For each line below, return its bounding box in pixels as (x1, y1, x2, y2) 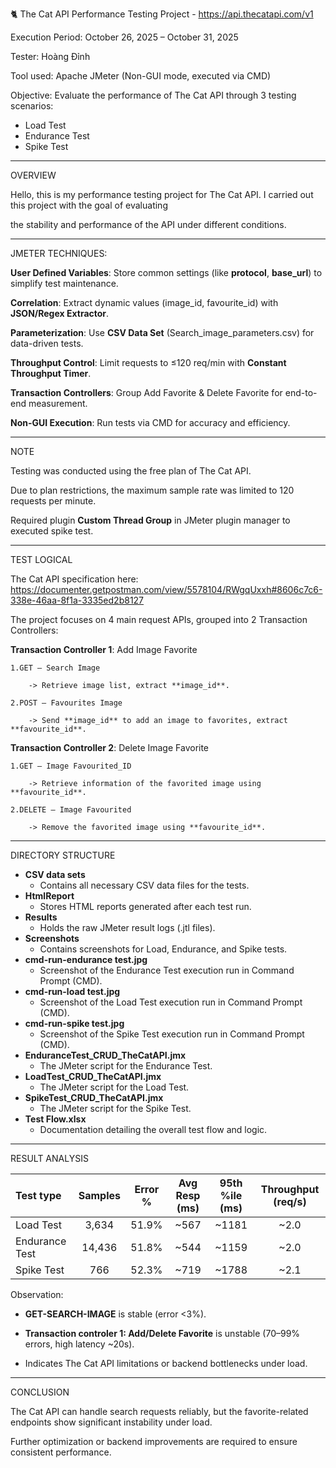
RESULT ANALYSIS (10, 1153, 89, 1164)
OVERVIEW (10, 169, 57, 181)
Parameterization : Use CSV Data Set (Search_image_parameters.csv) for (10, 327, 315, 338)
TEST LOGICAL (10, 554, 73, 565)
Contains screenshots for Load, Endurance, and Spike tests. (39, 943, 288, 955)
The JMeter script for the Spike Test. (39, 1103, 192, 1114)
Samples (78, 1189, 121, 1202)
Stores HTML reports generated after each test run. (39, 901, 252, 912)
